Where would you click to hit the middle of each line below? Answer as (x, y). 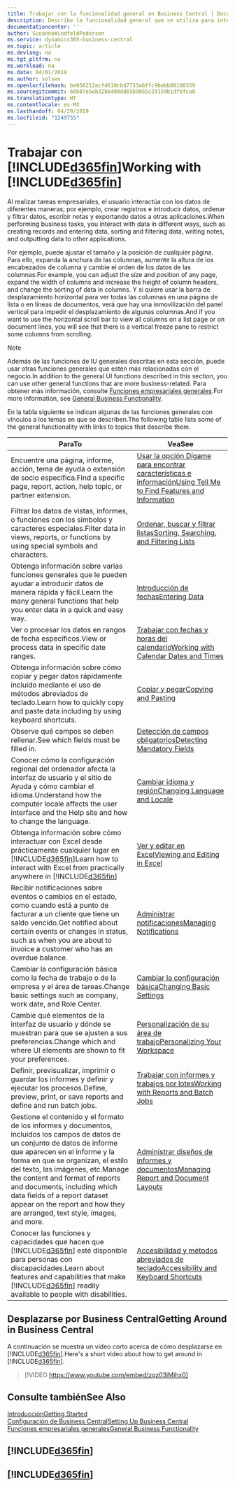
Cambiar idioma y (165, 782)
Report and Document (173, 1178)
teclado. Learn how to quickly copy (67, 702)
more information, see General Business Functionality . (85, 398)
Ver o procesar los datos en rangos (68, 629)
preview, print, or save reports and (67, 1097)
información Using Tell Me (179, 482)
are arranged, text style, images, (64, 1213)
